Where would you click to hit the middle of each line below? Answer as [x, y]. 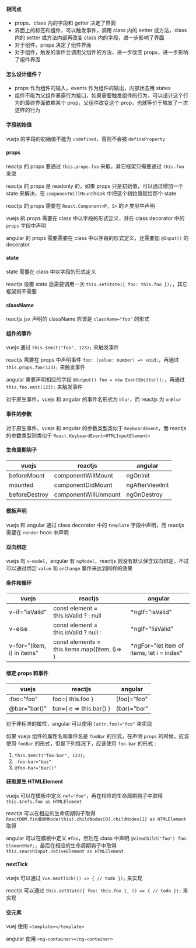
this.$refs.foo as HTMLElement [44, 802]
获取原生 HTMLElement [34, 782]
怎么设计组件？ [24, 74]
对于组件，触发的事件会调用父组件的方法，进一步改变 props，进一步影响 [101, 52]
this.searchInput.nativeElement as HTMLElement [65, 851]
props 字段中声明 [26, 225]
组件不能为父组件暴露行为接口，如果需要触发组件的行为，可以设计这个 [99, 95]
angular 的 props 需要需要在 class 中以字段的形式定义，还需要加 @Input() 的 [97, 238]
